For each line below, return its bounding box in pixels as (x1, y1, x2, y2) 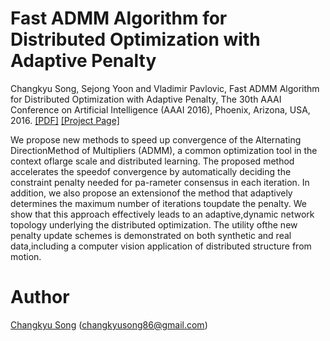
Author (10, 286, 70, 309)
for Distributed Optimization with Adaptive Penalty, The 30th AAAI (10, 93, 282, 105)
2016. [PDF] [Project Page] (10, 114, 120, 126)
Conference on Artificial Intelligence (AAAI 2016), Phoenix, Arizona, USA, (10, 103, 311, 116)
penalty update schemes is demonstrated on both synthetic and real (10, 229, 292, 241)
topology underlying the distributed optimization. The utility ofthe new (10, 218, 298, 231)
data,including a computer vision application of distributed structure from (10, 240, 312, 252)
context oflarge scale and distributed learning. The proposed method (10, 155, 295, 167)
